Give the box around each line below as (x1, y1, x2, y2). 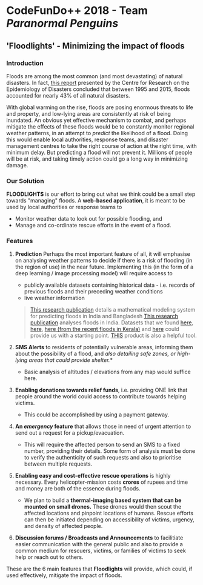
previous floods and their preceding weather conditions (24, 288, 163, 295)
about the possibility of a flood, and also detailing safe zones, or (15, 350, 176, 358)
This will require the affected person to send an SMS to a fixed (24, 441, 181, 449)
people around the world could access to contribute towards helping (15, 393, 187, 400)
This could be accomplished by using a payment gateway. (24, 411, 170, 418)
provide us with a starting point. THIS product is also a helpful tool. (30, 332, 197, 339)
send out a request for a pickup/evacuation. (15, 429, 125, 436)
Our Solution (6, 176, 44, 185)
